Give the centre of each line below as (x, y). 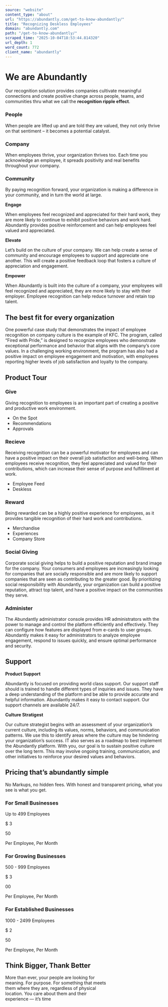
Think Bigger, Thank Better (48, 965)
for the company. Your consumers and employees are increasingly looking (82, 568)
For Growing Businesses (36, 856)
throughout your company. (33, 166)
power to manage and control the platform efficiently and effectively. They (82, 624)
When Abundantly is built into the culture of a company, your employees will (84, 285)
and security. (19, 646)
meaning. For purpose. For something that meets (56, 983)
